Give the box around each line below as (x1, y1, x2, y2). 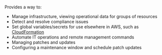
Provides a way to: (4, 4, 42, 10)
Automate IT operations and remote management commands (11, 34, 135, 40)
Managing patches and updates (11, 39, 76, 45)
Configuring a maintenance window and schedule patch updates (11, 45, 142, 50)
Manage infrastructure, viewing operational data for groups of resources (11, 14, 158, 19)
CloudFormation (11, 29, 44, 35)
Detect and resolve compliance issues (11, 19, 89, 24)
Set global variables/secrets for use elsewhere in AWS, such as (11, 24, 139, 30)
